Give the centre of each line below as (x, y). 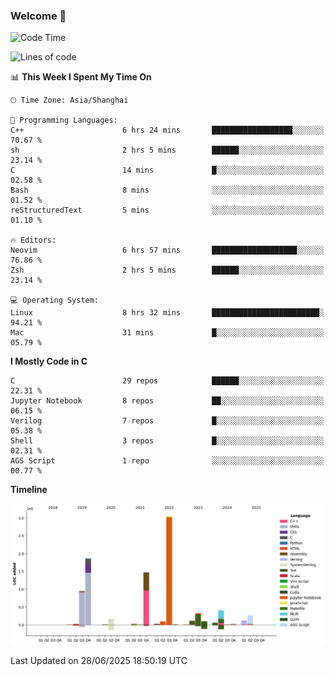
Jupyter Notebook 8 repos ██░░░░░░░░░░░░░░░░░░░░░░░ (167, 401)
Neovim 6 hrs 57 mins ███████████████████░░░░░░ (167, 250)
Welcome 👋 (38, 16)
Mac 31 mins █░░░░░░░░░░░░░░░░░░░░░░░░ (167, 333)
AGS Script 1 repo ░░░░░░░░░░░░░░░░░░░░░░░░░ (167, 461)
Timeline (29, 490)
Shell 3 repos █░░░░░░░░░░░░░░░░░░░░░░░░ (167, 441)
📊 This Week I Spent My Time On (81, 77)
